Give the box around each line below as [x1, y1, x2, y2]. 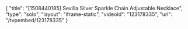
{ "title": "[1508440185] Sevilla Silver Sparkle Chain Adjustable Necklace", [5, 5, 183, 11]
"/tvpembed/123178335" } [5, 17, 68, 23]
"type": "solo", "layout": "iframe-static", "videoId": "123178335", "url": [5, 11, 173, 18]
